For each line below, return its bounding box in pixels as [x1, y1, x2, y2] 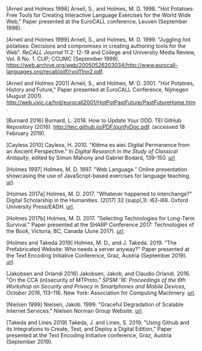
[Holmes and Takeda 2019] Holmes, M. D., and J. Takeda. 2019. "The [6, 239, 177, 246]
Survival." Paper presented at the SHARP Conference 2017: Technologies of [6, 221, 194, 228]
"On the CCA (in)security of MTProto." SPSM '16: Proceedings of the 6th [6, 276, 186, 284]
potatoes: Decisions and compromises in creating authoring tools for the [6, 42, 186, 49]
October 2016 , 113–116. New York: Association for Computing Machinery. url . [6, 289, 196, 296]
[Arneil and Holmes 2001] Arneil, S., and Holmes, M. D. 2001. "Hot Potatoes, [6, 79, 195, 87]
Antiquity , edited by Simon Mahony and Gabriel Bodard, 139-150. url [6, 154, 175, 161]
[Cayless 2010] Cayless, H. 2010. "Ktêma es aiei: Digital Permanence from [6, 141, 190, 148]
